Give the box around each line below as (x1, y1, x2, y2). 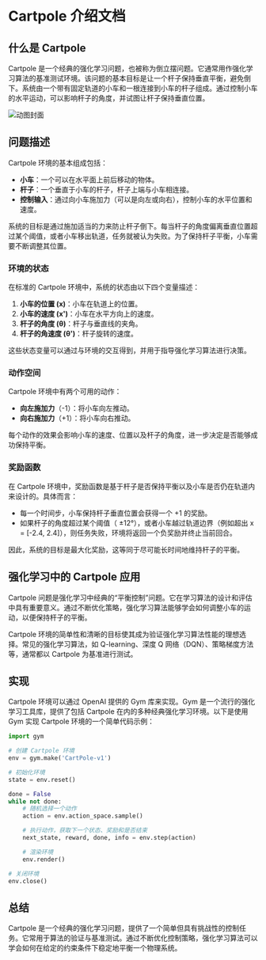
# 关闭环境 (8, 870, 40, 878)
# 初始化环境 (8, 768, 45, 776)
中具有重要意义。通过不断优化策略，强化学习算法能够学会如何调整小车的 (8, 602, 244, 612)
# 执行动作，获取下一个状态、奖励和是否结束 (22, 826, 148, 835)
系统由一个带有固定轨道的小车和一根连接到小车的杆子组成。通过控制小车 (21, 84, 258, 93)
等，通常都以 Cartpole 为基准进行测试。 (8, 649, 138, 658)
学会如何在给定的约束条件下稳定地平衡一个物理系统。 (8, 943, 182, 953)
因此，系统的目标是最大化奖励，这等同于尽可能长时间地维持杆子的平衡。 (8, 545, 244, 554)
